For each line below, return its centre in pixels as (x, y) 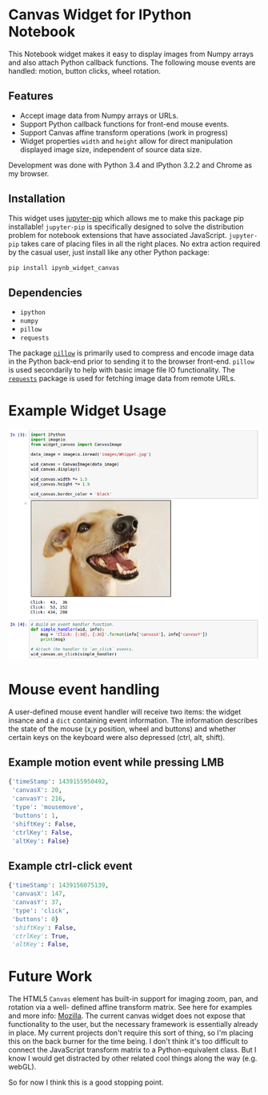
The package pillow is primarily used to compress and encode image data (131, 353)
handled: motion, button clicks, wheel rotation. (85, 70)
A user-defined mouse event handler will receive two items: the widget (125, 711)
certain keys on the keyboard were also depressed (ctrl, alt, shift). (117, 737)
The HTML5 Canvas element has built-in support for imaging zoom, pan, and (133, 999)
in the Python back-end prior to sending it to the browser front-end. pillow (131, 361)
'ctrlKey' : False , (42, 832)
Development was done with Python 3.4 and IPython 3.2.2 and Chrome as (130, 165)
